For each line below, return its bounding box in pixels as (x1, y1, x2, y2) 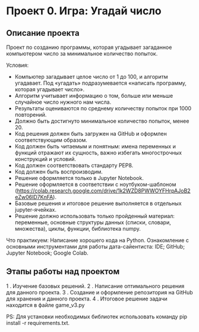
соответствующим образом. (14, 136, 88, 144)
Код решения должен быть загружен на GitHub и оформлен (14, 130, 168, 137)
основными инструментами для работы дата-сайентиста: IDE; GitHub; (6, 243, 185, 250)
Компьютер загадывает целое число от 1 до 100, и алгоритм (14, 73, 168, 80)
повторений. (14, 111, 47, 118)
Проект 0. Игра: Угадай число (6, 4, 162, 18)
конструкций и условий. (14, 156, 76, 162)
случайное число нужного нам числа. (14, 98, 112, 106)
